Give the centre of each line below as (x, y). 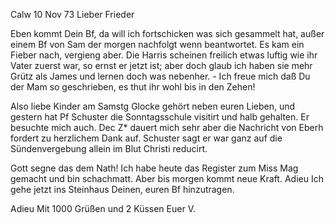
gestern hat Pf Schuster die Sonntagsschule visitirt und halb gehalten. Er (160, 117)
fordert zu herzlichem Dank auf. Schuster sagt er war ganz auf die (146, 138)
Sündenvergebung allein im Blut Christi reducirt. (109, 148)
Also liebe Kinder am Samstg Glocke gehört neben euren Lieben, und (153, 106)
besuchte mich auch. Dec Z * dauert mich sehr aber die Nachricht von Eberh (167, 127)
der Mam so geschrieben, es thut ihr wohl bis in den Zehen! (133, 87)
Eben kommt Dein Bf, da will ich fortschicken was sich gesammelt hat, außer (167, 33)
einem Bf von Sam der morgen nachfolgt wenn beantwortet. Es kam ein (157, 44)
